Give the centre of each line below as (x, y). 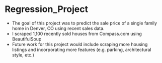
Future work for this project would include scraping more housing (80, 44)
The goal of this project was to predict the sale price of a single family (84, 23)
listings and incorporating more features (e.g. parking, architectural (82, 49)
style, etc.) (23, 55)
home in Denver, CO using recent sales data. (58, 28)
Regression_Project (47, 9)
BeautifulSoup (27, 39)
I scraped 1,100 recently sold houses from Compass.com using (77, 33)
